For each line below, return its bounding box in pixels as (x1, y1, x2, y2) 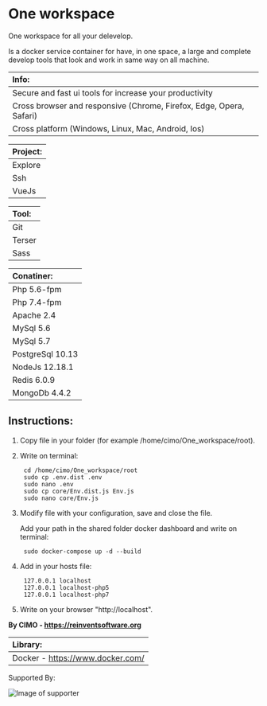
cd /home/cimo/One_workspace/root (23, 466, 138, 474)
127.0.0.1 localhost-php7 (23, 591, 110, 599)
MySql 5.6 (12, 322, 51, 333)
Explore (12, 159, 41, 170)
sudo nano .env (23, 480, 74, 488)
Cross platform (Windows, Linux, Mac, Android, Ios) (12, 123, 205, 134)
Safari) (12, 110, 38, 121)
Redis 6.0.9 (12, 374, 56, 385)
